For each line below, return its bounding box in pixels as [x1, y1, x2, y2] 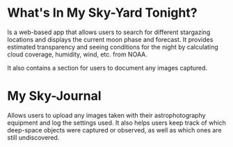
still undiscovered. [7, 133, 60, 141]
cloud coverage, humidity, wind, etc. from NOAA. [7, 50, 147, 59]
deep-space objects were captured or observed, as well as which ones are [7, 125, 222, 134]
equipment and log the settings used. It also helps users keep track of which [7, 118, 226, 127]
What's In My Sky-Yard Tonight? [7, 5, 198, 21]
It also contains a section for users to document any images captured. [7, 63, 208, 72]
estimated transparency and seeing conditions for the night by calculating [7, 42, 219, 51]
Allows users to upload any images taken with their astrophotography [7, 111, 207, 119]
